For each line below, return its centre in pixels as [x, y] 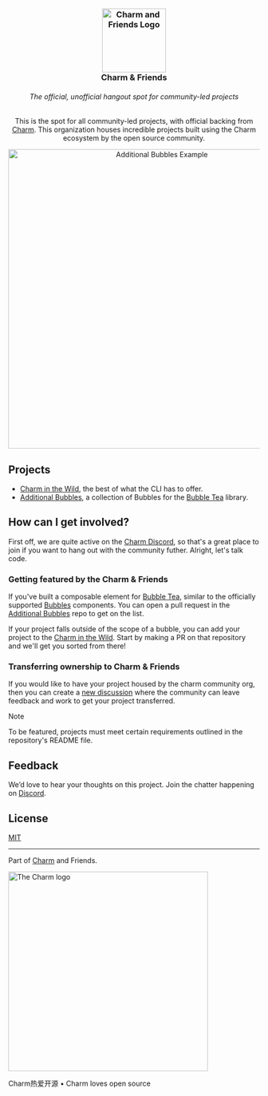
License [28, 818]
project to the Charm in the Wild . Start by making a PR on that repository [127, 638]
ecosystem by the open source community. [134, 138]
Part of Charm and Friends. [53, 860]
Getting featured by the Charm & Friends [89, 579]
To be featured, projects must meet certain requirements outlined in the [126, 732]
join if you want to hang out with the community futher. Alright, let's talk [126, 550]
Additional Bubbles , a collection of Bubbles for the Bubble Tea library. [134, 497]
